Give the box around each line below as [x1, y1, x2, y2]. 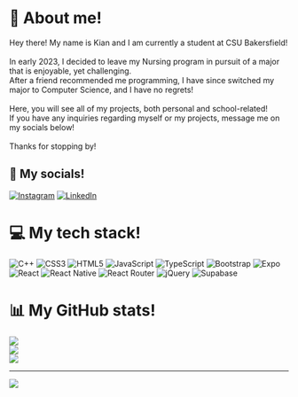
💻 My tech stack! [9, 222, 141, 243]
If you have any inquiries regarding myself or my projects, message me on [9, 113, 280, 123]
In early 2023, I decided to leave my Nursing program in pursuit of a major [9, 56, 280, 66]
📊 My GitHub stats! [9, 300, 156, 320]
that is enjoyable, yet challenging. [9, 66, 132, 76]
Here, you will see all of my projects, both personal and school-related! [9, 103, 269, 113]
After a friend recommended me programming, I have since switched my [9, 74, 275, 85]
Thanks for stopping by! [9, 141, 97, 152]
